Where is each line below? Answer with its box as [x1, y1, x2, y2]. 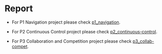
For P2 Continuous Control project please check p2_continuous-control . [11, 28, 158, 34]
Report [4, 3, 33, 14]
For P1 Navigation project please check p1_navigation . [11, 19, 121, 25]
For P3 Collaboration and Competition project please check [11, 38, 132, 44]
